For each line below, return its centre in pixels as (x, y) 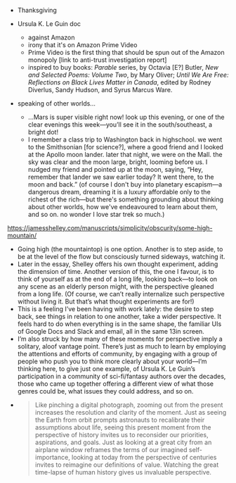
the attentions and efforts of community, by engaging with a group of (117, 354)
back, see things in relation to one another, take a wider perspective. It (119, 316)
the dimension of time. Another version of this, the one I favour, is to (116, 271)
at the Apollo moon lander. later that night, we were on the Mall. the (125, 155)
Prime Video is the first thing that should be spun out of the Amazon (126, 52)
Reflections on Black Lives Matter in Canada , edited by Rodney (119, 82)
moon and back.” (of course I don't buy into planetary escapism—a (125, 184)
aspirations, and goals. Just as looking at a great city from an (123, 442)
